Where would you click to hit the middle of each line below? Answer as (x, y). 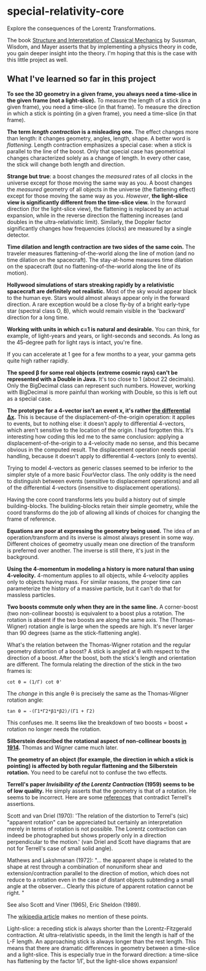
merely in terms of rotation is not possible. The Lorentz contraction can (97, 829)
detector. (18, 235)
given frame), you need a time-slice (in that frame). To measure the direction (104, 107)
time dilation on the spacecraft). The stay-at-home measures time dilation (100, 259)
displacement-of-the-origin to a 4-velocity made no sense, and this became (103, 443)
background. (23, 557)
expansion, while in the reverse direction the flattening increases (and (95, 215)
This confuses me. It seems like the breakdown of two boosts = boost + (98, 723)
